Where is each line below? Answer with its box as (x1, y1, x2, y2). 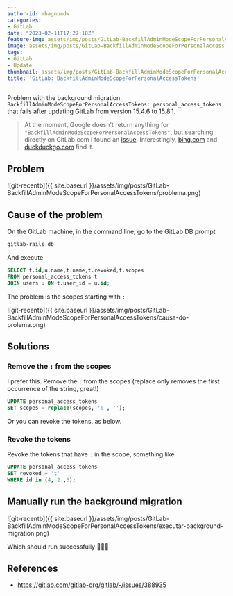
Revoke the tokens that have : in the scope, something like (7, 450, 175, 458)
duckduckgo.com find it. (24, 143, 94, 151)
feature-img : (7, 36, 45, 43)
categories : (7, 17, 42, 24)
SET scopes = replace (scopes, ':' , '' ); (7, 404, 126, 412)
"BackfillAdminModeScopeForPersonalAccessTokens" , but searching (24, 128, 214, 136)
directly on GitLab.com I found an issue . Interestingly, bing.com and (24, 135, 218, 144)
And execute (7, 253, 44, 261)
